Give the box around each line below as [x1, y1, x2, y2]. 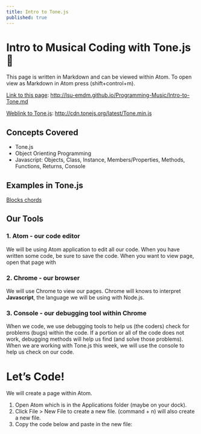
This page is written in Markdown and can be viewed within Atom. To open [6, 73, 192, 81]
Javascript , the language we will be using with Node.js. [6, 294, 145, 301]
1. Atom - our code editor [6, 232, 80, 240]
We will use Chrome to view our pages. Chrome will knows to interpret [6, 288, 181, 295]
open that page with [6, 258, 56, 266]
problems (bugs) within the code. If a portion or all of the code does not [6, 329, 185, 337]
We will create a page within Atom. [6, 390, 92, 397]
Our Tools [6, 214, 44, 224]
